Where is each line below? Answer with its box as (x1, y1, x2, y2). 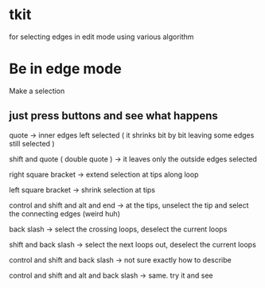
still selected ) (9, 138, 55, 148)
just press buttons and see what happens (9, 109, 218, 123)
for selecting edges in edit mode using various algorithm (9, 32, 194, 41)
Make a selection (9, 86, 65, 95)
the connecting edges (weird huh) (9, 208, 120, 218)
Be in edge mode (9, 60, 122, 78)
